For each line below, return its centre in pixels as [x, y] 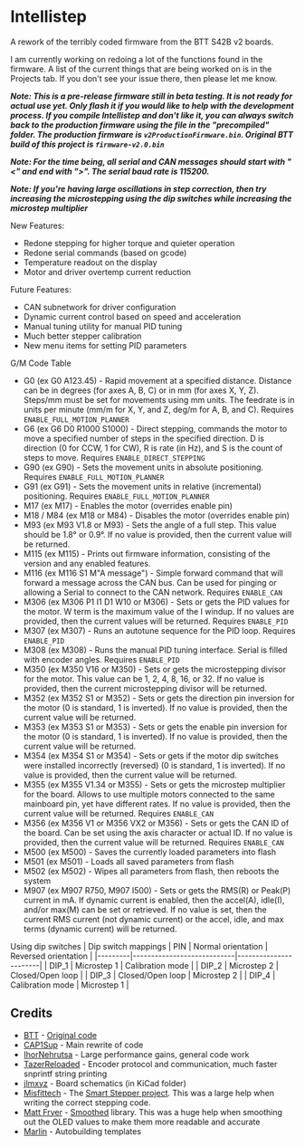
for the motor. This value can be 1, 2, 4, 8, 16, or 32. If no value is [144, 678]
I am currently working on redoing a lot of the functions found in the [137, 59]
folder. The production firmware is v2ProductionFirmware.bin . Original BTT [152, 134]
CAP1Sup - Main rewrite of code [83, 1045]
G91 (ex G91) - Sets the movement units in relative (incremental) [142, 486]
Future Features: [41, 289]
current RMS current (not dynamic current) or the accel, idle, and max [153, 919]
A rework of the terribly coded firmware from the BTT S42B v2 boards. [142, 42]
